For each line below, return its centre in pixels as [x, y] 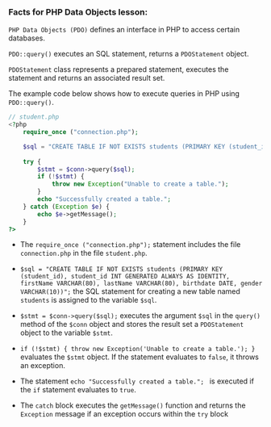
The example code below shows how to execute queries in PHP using [124, 94]
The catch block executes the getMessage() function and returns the [133, 405]
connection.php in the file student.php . [83, 253]
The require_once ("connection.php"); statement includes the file [130, 245]
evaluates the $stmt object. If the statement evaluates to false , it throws [140, 357]
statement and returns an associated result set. [87, 78]
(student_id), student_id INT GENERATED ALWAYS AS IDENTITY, [125, 277]
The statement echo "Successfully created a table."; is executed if [137, 381]
